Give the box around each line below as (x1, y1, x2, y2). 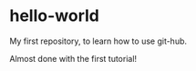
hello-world (9, 5, 100, 26)
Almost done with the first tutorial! (9, 53, 138, 64)
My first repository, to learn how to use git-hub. (9, 35, 188, 46)
